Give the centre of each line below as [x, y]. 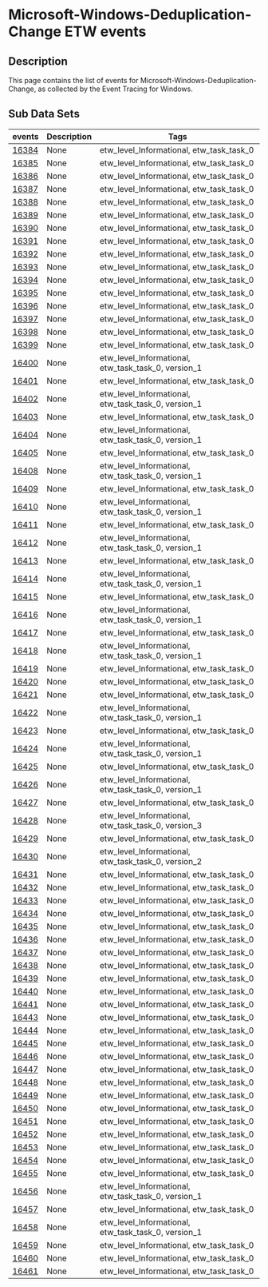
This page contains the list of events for [73, 80]
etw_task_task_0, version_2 [151, 861]
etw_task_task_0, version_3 [151, 825]
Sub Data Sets [44, 114]
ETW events [105, 32]
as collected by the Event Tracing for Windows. [116, 89]
